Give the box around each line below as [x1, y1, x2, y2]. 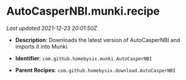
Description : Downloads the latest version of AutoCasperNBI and [15, 36, 180, 43]
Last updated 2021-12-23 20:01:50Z [6, 24, 97, 32]
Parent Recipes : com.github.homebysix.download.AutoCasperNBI [15, 66, 176, 74]
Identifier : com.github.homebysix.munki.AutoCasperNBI [15, 54, 152, 62]
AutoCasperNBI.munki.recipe [6, 4, 160, 18]
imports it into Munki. [15, 43, 69, 50]
